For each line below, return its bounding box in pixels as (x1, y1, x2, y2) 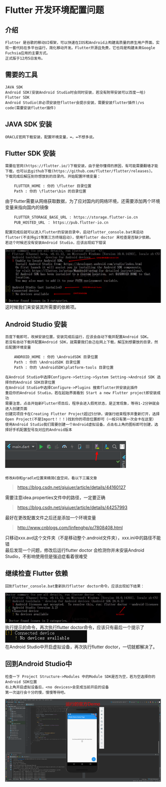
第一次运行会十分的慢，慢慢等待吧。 (5, 690, 68, 695)
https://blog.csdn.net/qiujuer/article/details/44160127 (17, 484, 126, 490)
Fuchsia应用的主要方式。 (5, 51, 50, 56)
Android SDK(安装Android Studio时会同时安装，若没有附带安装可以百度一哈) (5, 90, 146, 95)
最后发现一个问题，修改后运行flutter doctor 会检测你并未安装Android (5, 547, 145, 553)
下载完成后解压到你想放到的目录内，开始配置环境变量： (5, 174, 101, 179)
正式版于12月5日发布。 (5, 56, 45, 61)
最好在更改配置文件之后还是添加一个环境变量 (5, 514, 96, 520)
